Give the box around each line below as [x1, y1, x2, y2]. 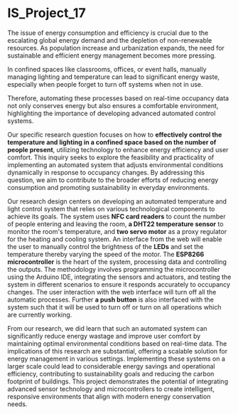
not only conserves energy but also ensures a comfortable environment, [7, 101, 219, 110]
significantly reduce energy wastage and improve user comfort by [7, 331, 201, 340]
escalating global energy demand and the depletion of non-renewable [7, 36, 212, 44]
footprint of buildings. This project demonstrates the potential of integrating [7, 377, 229, 386]
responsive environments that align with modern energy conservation [7, 392, 211, 400]
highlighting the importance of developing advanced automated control [7, 109, 216, 117]
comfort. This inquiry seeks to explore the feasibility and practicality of [7, 153, 215, 161]
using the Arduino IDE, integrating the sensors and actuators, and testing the [7, 272, 232, 281]
